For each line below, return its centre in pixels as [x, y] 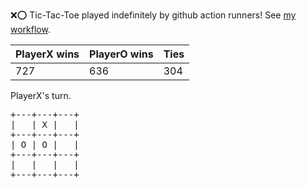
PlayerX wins [47, 54]
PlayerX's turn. [41, 95]
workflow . [30, 29]
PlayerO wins [121, 54]
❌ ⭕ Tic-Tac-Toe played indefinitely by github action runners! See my [153, 15]
